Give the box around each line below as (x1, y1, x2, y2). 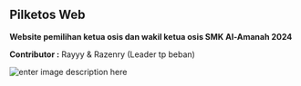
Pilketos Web (9, 7, 86, 23)
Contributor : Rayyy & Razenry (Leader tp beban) (9, 49, 196, 60)
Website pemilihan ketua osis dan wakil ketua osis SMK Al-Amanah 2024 (9, 31, 293, 42)
